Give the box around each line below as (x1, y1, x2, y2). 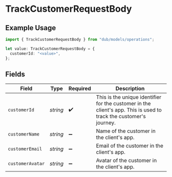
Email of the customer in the (96, 142, 164, 149)
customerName (8, 131, 40, 137)
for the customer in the (96, 100, 151, 107)
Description (115, 85, 145, 92)
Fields (5, 70, 26, 78)
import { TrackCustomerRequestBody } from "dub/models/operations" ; (5, 37, 155, 42)
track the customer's (96, 113, 146, 120)
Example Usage (5, 24, 56, 32)
